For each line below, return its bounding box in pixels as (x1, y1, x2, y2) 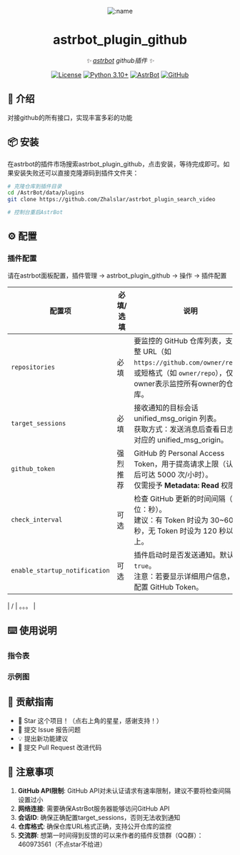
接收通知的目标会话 (134, 403, 199, 413)
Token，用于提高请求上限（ (134, 459, 226, 469)
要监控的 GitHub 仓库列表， (134, 335, 226, 345)
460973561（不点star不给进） (17, 839, 106, 849)
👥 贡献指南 (7, 696, 54, 708)
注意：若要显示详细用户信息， (134, 571, 234, 581)
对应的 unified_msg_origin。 (134, 435, 229, 445)
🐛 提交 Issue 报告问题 (17, 725, 81, 734)
